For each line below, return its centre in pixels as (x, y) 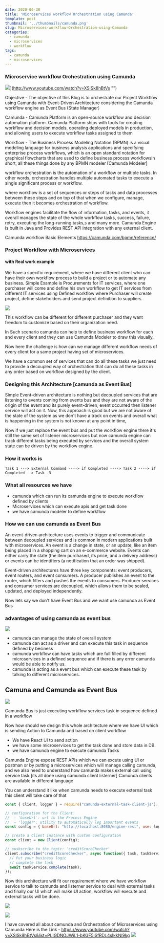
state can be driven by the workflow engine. (49, 446)
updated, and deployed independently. (44, 591)
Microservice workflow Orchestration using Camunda (70, 77)
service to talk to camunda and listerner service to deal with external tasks (80, 886)
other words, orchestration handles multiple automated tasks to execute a (79, 178)
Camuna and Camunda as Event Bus (61, 690)
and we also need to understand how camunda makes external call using (78, 770)
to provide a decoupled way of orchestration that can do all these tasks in (79, 366)
